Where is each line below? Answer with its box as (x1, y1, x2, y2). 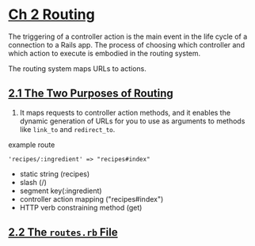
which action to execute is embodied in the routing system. (8, 48, 201, 58)
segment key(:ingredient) (19, 186, 102, 195)
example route (8, 140, 55, 149)
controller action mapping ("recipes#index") (19, 194, 164, 203)
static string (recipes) (19, 168, 90, 179)
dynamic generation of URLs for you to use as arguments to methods (19, 116, 245, 126)
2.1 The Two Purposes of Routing (8, 87, 173, 100)
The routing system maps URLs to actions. (8, 63, 147, 73)
